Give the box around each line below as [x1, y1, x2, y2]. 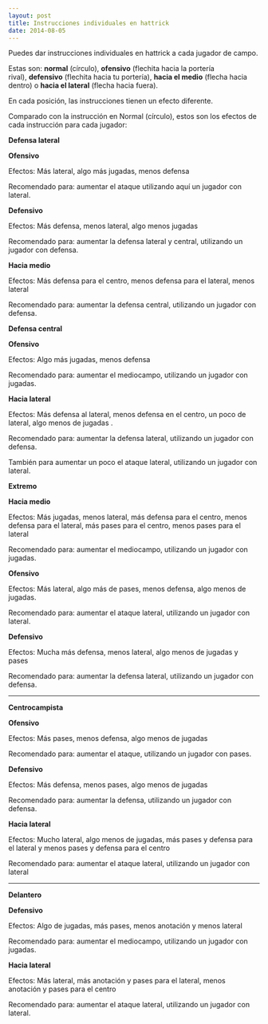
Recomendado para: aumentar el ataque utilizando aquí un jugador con [8, 182, 242, 191]
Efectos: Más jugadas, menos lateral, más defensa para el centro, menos [8, 512, 247, 522]
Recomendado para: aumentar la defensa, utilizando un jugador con [8, 795, 232, 805]
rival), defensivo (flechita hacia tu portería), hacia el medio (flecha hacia [8, 73, 247, 82]
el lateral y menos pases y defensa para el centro [8, 843, 170, 853]
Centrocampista [8, 703, 64, 712]
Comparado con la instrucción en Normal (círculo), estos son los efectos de [8, 112, 257, 121]
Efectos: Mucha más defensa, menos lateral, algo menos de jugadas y [8, 648, 238, 657]
